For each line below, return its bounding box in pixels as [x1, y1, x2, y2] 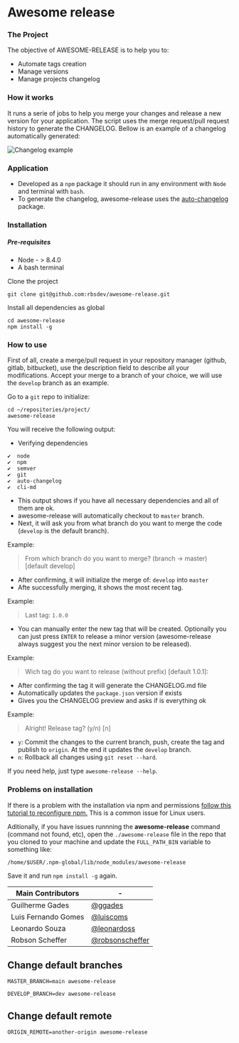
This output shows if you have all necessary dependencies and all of [17, 496, 219, 505]
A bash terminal [17, 263, 64, 272]
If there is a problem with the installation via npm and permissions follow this [7, 801, 232, 809]
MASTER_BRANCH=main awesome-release [7, 978, 116, 985]
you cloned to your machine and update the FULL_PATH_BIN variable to [7, 837, 211, 846]
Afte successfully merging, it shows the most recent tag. [17, 583, 184, 592]
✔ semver [7, 465, 37, 473]
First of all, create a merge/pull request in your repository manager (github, [7, 356, 227, 364]
